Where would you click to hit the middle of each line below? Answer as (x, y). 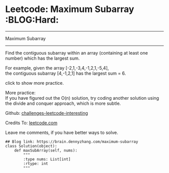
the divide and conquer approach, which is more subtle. (63, 103)
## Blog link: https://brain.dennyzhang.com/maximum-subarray (72, 141)
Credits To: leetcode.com (31, 123)
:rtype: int (36, 163)
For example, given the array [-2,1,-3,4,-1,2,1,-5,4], (57, 68)
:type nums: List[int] (47, 159)
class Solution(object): (31, 146)
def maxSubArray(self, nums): (46, 150)
